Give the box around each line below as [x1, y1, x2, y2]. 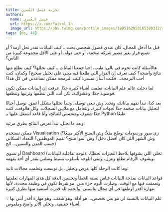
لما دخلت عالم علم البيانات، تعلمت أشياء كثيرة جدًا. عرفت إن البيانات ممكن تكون [5, 85, 154, 90]
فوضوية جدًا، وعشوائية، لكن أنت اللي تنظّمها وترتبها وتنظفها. [5, 90, 116, 96]
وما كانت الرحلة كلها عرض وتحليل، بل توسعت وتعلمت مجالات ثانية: [5, 165, 129, 171]
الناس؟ [5, 55, 19, 60]
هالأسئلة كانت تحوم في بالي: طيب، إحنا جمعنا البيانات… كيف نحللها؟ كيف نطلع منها [5, 64, 157, 70]
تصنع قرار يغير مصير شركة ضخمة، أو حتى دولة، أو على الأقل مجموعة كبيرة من [5, 49, 150, 55]
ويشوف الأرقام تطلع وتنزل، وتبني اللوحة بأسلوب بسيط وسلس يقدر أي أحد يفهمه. [5, 155, 155, 161]
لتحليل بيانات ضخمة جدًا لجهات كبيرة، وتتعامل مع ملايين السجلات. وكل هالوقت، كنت [5, 105, 159, 111]
